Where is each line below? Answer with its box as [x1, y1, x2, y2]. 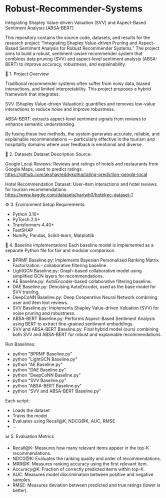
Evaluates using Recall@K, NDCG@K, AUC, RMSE [12, 418, 115, 424]
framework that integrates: [5, 91, 60, 97]
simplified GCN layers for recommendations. [12, 273, 104, 279]
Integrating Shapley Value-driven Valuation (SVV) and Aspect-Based [5, 19, 146, 25]
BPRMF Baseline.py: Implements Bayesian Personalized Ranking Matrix [12, 257, 159, 263]
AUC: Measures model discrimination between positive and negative [12, 471, 153, 477]
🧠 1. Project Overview [5, 70, 49, 76]
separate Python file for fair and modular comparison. [5, 247, 116, 253]
